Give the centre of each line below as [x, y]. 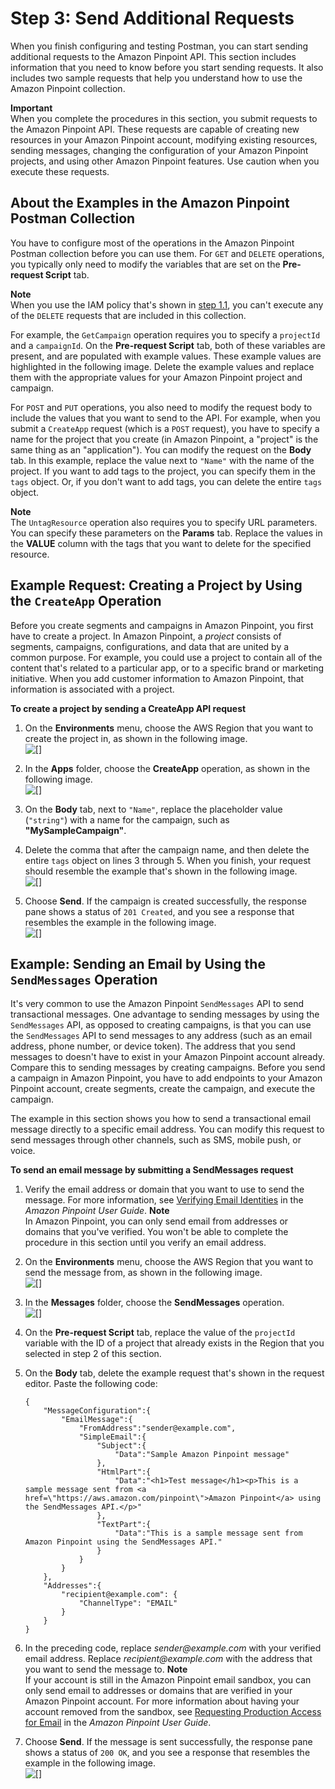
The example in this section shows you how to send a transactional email [161, 1119]
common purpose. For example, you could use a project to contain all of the [166, 657]
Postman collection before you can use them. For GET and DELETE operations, [167, 253]
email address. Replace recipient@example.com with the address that [168, 1659]
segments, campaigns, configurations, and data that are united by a [150, 646]
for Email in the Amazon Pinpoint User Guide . [118, 1723]
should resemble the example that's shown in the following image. [161, 871]
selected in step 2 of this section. [93, 1354]
